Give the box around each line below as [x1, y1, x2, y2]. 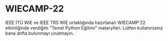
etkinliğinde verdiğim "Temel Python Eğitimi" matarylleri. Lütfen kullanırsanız [5, 24, 163, 30]
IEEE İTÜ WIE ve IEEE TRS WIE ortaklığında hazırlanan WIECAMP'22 [5, 19, 146, 25]
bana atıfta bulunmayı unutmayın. [5, 30, 74, 36]
